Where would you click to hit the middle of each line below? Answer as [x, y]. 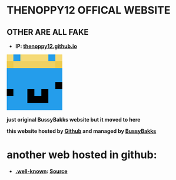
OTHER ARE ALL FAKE [48, 32]
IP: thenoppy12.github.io [46, 46]
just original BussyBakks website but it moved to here [74, 120]
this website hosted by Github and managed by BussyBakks [82, 131]
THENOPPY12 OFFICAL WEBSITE [89, 10]
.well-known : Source [41, 171]
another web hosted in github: [82, 155]
